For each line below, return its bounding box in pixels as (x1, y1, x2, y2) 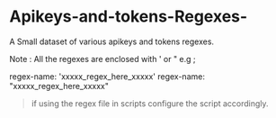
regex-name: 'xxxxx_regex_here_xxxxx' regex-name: (9, 70, 205, 82)
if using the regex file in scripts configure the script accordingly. (31, 97, 269, 109)
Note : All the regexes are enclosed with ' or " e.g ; (9, 53, 196, 64)
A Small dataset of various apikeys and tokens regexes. (9, 36, 214, 47)
